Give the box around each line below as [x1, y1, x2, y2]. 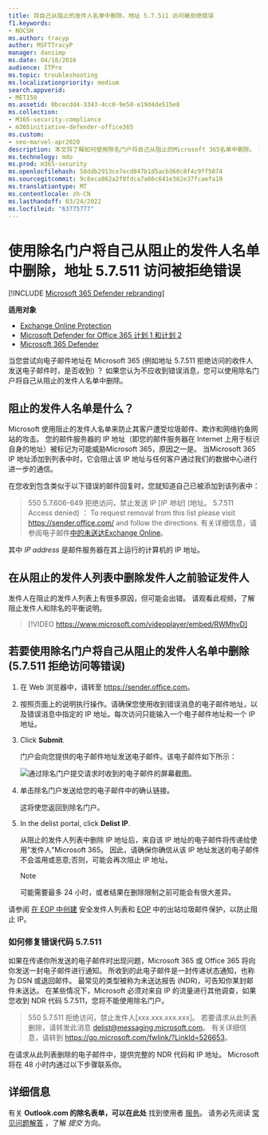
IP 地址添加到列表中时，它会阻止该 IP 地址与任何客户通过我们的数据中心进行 [8, 454, 258, 464]
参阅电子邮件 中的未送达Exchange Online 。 [27, 528, 167, 538]
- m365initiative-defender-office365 [8, 123, 134, 131]
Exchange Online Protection [19, 321, 112, 331]
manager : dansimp [8, 49, 66, 57]
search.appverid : [8, 85, 66, 94]
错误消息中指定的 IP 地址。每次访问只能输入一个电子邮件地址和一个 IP [26, 708, 256, 719]
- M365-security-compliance [8, 116, 102, 124]
